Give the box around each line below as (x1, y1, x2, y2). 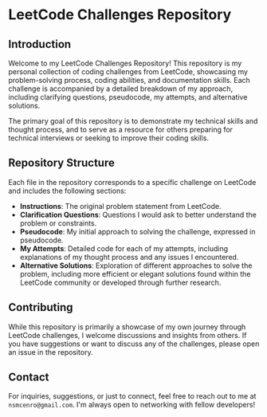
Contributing (8, 301, 73, 314)
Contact (8, 371, 49, 384)
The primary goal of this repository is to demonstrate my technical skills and (8, 116, 258, 125)
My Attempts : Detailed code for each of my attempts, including (19, 243, 229, 253)
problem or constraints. (19, 218, 97, 228)
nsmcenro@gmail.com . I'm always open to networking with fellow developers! (8, 400, 256, 410)
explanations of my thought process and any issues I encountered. (19, 252, 239, 262)
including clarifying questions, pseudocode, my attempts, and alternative (8, 92, 248, 101)
